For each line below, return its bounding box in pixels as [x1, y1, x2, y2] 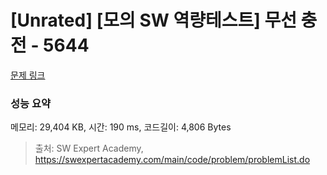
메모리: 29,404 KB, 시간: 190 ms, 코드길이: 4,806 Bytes [10, 121, 232, 133]
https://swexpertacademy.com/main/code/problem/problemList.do [34, 154, 311, 166]
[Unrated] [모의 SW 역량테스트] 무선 [10, 9, 297, 32]
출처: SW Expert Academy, [34, 142, 144, 155]
